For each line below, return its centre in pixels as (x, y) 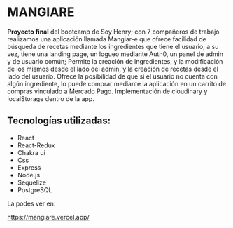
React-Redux (36, 145)
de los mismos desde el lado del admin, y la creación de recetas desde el (113, 69)
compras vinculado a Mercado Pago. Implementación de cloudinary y (107, 91)
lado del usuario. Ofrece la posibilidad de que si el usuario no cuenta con (113, 76)
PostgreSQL (35, 189)
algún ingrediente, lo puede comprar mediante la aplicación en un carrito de (116, 83)
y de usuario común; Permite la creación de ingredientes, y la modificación (115, 61)
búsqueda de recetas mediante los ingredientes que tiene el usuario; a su (113, 46)
